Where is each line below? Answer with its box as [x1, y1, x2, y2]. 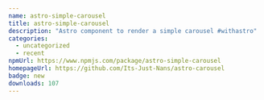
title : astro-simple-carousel [8, 19, 110, 27]
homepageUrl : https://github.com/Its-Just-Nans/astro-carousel [8, 65, 225, 73]
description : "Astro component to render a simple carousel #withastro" [8, 27, 258, 35]
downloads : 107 [8, 79, 60, 87]
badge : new [8, 72, 45, 80]
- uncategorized [15, 42, 70, 50]
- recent [15, 49, 45, 57]
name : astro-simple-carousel [8, 11, 106, 20]
